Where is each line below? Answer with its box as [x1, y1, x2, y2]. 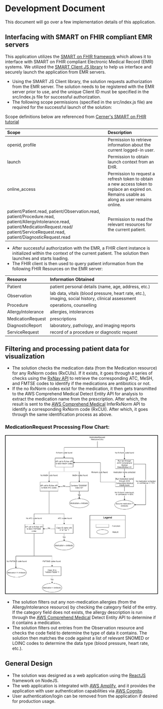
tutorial [5, 118, 19, 124]
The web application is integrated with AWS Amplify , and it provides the [12, 683, 155, 689]
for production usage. [12, 698, 56, 704]
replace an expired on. [107, 186, 152, 192]
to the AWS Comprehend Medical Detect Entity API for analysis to [12, 391, 143, 397]
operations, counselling [50, 302, 97, 308]
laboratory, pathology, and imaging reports [50, 322, 136, 328]
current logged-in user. [107, 147, 155, 153]
